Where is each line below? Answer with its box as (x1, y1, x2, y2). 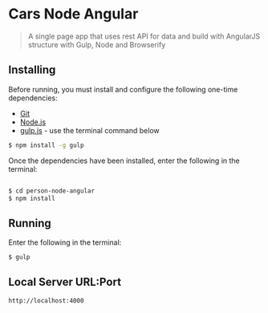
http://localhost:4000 (8, 296, 84, 305)
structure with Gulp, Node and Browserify (27, 39, 166, 49)
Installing (8, 63, 56, 77)
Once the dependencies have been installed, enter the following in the (8, 156, 240, 165)
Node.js (19, 117, 47, 127)
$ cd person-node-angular (8, 186, 95, 195)
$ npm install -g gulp (8, 141, 84, 149)
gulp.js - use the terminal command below (19, 125, 160, 135)
